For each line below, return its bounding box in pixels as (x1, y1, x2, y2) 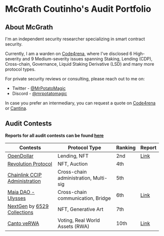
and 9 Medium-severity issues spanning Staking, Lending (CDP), (22, 56, 153, 62)
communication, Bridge (58, 195, 111, 202)
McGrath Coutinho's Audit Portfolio (5, 3, 151, 15)
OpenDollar (7, 152, 34, 159)
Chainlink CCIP (7, 171, 42, 178)
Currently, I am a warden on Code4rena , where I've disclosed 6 (5, 51, 133, 56)
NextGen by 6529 (7, 203, 49, 210)
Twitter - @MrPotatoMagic (12, 85, 66, 91)
